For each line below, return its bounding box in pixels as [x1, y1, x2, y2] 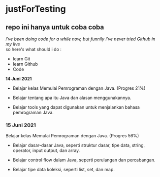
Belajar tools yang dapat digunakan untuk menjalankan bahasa [12, 104, 140, 110]
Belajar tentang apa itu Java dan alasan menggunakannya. [12, 95, 131, 101]
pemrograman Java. [12, 109, 54, 115]
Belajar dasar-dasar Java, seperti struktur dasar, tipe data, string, [12, 142, 145, 148]
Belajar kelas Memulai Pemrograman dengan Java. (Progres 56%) [5, 133, 139, 139]
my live [5, 41, 20, 47]
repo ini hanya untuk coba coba [5, 23, 104, 31]
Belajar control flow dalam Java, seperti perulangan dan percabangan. [12, 157, 156, 163]
